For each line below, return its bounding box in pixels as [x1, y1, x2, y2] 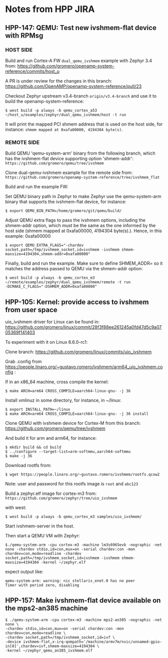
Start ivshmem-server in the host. [5, 523, 74, 529]
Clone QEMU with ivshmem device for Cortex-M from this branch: [5, 420, 141, 426]
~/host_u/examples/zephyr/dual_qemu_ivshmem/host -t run [5, 112, 126, 117]
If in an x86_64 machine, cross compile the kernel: [5, 379, 109, 385]
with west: [5, 504, 26, 510]
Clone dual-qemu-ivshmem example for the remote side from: [5, 170, 133, 176]
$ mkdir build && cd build [5, 444, 61, 450]
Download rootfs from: [5, 462, 51, 468]
